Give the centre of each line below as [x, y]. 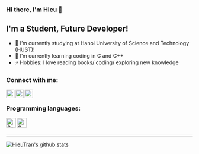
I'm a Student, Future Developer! [67, 29]
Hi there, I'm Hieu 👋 [34, 10]
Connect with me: [32, 80]
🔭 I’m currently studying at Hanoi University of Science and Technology [102, 43]
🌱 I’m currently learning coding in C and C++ [69, 55]
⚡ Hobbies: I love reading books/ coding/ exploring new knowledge [97, 62]
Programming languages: [44, 108]
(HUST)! [25, 49]
